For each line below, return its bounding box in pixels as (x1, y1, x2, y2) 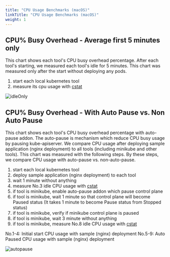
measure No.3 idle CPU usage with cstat (12, 183, 98, 189)
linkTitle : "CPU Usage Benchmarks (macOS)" (5, 12, 99, 17)
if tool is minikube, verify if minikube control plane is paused (12, 210, 139, 216)
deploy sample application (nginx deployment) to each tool (12, 172, 136, 178)
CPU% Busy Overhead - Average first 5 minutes (5, 36, 160, 44)
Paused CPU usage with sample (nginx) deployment (5, 236, 115, 242)
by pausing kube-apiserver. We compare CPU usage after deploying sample (5, 141, 165, 146)
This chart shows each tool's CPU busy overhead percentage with (5, 130, 145, 136)
